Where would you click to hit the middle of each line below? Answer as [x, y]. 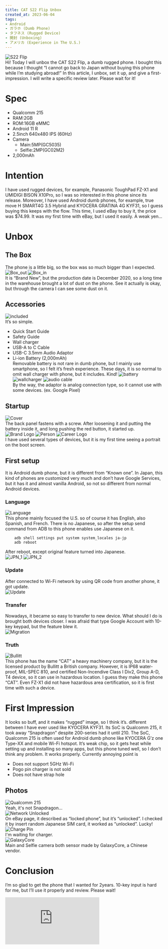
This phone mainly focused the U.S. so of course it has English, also [75, 518]
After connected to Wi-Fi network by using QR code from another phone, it [82, 581]
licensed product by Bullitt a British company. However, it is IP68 [72, 666]
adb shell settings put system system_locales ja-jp [70, 538]
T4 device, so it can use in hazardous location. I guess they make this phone [84, 677]
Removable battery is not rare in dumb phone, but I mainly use [77, 364]
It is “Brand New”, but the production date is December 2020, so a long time [84, 278]
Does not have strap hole [38, 774]
